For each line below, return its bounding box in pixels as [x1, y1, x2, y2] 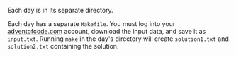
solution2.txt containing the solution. [7, 42, 119, 50]
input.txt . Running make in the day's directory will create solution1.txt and [7, 34, 229, 43]
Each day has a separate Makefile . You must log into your [7, 20, 176, 27]
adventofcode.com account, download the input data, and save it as [7, 27, 206, 35]
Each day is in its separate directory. [7, 6, 113, 14]
